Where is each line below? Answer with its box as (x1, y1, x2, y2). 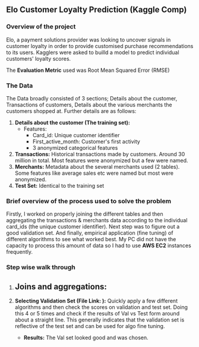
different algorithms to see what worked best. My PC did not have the (6, 236, 176, 243)
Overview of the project (6, 23, 76, 31)
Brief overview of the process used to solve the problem (6, 197, 171, 205)
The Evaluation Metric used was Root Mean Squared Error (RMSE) (6, 67, 170, 74)
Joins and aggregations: (14, 282, 107, 292)
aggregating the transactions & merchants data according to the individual (6, 217, 188, 224)
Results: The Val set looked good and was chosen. (23, 334, 149, 341)
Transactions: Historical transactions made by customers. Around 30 (14, 150, 185, 157)
